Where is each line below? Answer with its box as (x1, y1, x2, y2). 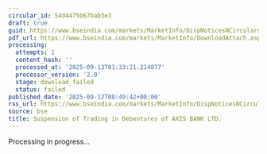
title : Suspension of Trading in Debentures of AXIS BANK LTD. (8, 115, 222, 123)
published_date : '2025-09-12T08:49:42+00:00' (8, 93, 161, 101)
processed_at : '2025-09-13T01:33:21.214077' (15, 64, 165, 71)
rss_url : (8, 100, 37, 108)
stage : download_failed (15, 78, 94, 86)
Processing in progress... (8, 137, 90, 146)
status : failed (15, 85, 66, 94)
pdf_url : (8, 33, 37, 42)
